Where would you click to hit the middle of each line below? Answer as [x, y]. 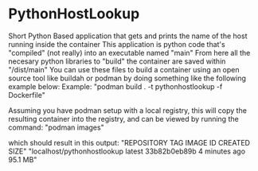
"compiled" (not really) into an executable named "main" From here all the [129, 52]
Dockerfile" [27, 95]
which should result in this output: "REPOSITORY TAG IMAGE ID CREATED [129, 142]
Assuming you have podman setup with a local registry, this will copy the [127, 110]
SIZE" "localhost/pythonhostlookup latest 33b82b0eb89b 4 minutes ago [127, 151]
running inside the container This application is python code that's [117, 44]
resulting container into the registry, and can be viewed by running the [123, 119]
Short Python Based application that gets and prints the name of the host [128, 36]
